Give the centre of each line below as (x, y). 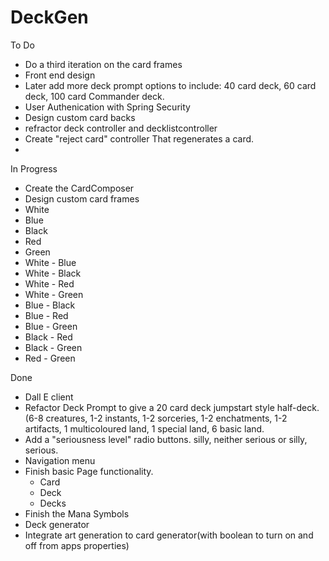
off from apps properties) (77, 545)
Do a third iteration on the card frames (103, 64)
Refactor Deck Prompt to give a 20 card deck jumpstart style (149, 407)
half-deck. (298, 407)
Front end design (60, 75)
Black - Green (53, 347)
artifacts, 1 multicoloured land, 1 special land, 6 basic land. (144, 428)
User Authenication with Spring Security (107, 107)
